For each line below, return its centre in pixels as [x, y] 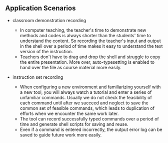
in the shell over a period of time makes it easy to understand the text [91, 46]
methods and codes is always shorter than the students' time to [85, 35]
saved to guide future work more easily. [61, 134]
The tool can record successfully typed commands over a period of [89, 119]
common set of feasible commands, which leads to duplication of [87, 108]
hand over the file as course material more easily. [70, 67]
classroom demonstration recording [49, 20]
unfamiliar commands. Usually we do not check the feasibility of [86, 97]
